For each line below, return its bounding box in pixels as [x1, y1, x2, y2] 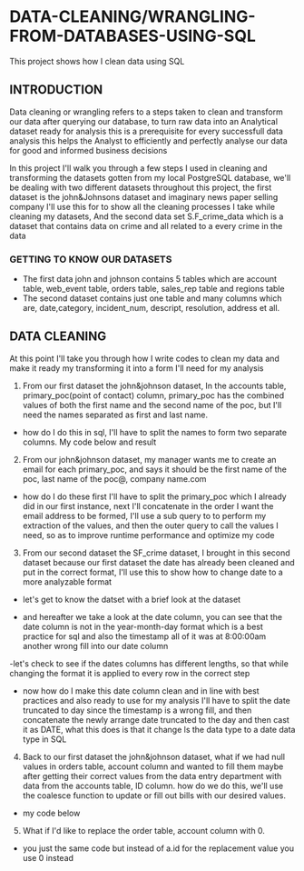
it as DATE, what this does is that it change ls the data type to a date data [22, 724, 296, 735]
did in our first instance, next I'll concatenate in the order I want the [22, 500, 274, 511]
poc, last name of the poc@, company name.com [22, 473, 207, 484]
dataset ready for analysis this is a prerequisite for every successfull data [9, 125, 284, 136]
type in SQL [22, 734, 67, 745]
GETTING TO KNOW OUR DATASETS [9, 253, 172, 265]
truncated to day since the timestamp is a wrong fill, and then [22, 705, 252, 716]
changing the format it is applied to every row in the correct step [9, 667, 250, 678]
